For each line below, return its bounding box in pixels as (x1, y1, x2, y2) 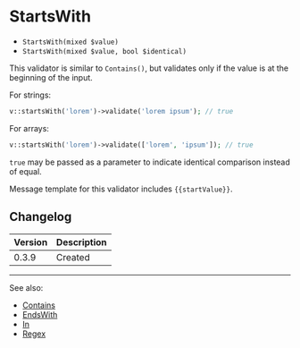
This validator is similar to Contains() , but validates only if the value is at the (9, 63, 289, 73)
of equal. (9, 166, 42, 176)
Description (56, 235, 107, 248)
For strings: (9, 89, 52, 100)
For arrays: (9, 123, 49, 133)
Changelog (9, 209, 72, 225)
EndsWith (21, 309, 58, 319)
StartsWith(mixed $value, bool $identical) (21, 47, 187, 55)
